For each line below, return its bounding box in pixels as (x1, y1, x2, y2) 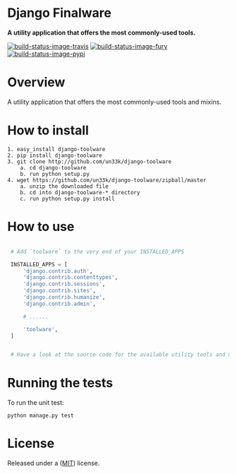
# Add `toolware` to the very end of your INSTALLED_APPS (10, 248, 185, 255)
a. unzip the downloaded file (20, 182, 109, 190)
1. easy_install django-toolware (7, 146, 106, 153)
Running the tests (7, 375, 114, 391)
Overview (7, 74, 66, 90)
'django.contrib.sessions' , (23, 280, 106, 288)
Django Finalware (7, 5, 111, 21)
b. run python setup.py (20, 170, 90, 177)
